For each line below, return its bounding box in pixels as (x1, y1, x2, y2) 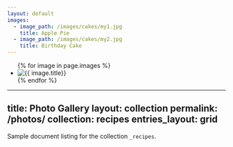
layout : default (7, 10, 54, 17)
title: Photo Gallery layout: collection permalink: (7, 103, 218, 114)
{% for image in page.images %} (17, 62, 111, 69)
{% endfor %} (17, 76, 58, 84)
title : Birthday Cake (19, 42, 82, 49)
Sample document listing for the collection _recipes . (7, 132, 157, 140)
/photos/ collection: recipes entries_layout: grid (7, 114, 218, 126)
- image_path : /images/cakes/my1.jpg (13, 23, 123, 30)
